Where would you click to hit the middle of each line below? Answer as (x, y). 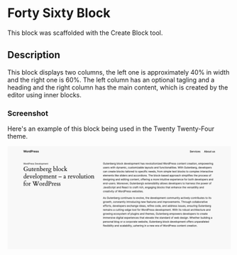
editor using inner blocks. (44, 94)
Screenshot (28, 113)
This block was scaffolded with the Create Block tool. (85, 33)
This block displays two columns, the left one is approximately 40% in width (118, 72)
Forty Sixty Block (59, 13)
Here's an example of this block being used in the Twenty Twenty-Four (111, 129)
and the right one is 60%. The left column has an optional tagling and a (111, 80)
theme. (18, 136)
